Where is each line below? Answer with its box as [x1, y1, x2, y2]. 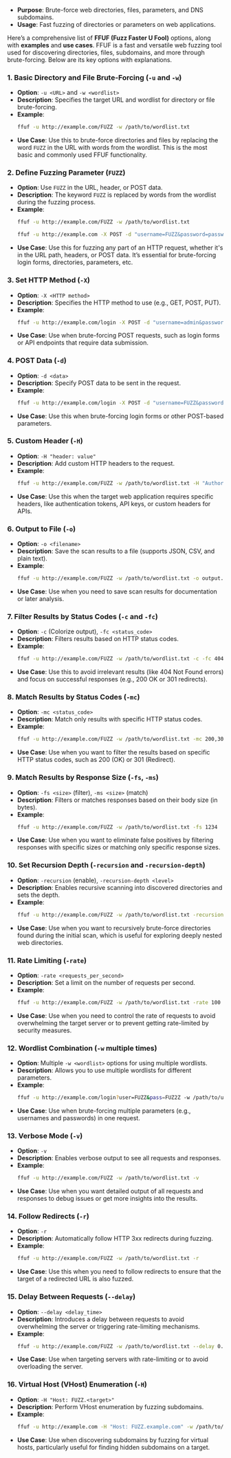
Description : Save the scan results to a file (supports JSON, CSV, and [16, 547, 215, 556]
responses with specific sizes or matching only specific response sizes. [16, 843, 221, 851]
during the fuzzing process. [16, 198, 96, 206]
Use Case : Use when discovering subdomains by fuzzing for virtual [16, 1435, 208, 1444]
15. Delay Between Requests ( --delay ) [7, 1292, 136, 1302]
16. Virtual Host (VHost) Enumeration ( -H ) [7, 1380, 148, 1389]
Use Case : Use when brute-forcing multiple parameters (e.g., [16, 1107, 191, 1115]
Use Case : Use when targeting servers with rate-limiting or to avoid [16, 1355, 208, 1364]
